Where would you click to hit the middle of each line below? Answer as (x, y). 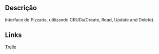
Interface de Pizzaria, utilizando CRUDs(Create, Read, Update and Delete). (80, 19)
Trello (11, 47)
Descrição (21, 8)
